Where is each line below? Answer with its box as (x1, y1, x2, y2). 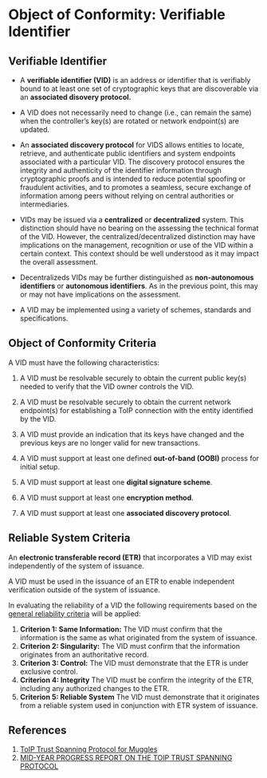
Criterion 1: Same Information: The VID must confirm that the (19, 624, 223, 634)
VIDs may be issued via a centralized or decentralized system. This (19, 215, 245, 224)
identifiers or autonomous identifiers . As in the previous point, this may (19, 281, 259, 290)
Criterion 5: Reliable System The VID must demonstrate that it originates (19, 692, 260, 701)
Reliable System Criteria (8, 532, 131, 545)
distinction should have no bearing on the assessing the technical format (19, 223, 259, 233)
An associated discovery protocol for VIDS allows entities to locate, (19, 140, 245, 149)
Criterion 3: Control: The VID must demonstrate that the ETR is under (19, 658, 249, 667)
